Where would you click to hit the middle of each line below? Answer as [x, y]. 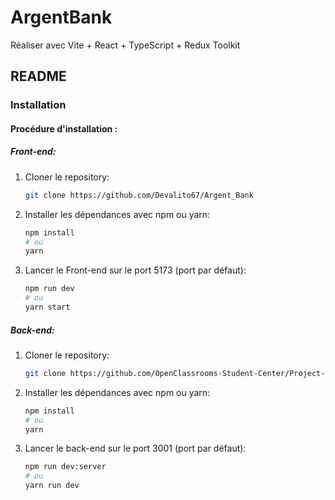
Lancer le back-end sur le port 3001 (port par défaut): [135, 448]
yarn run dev [52, 486]
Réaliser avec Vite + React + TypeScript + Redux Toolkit [125, 45]
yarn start [47, 307]
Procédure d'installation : [64, 128]
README [38, 76]
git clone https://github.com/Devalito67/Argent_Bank [139, 195]
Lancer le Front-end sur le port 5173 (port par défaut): [135, 270]
